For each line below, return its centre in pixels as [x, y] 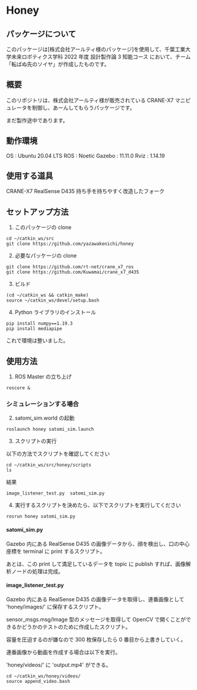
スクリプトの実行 [36, 441]
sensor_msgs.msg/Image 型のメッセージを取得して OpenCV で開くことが [96, 619]
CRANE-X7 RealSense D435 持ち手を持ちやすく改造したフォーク [85, 191]
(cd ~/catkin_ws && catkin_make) [47, 296]
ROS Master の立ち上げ [43, 377]
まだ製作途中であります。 [37, 120]
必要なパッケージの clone [46, 256]
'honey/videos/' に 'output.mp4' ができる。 [59, 664]
